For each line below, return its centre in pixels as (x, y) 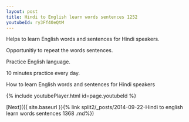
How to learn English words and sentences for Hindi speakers (81, 84)
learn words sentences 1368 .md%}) (50, 113)
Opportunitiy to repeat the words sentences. (60, 50)
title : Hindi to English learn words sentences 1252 (72, 17)
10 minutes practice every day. (43, 73)
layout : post (22, 11)
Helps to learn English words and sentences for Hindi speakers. (83, 39)
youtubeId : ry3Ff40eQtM (35, 22)
